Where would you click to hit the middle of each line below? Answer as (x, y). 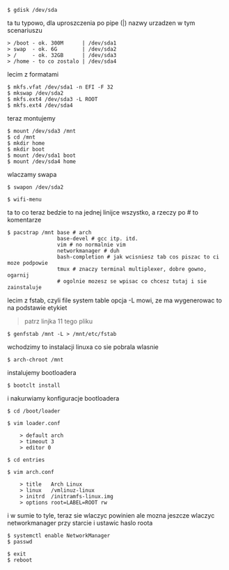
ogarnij (18, 275)
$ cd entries (26, 460)
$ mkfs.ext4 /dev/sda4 (40, 105)
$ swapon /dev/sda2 (35, 187)
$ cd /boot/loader (34, 411)
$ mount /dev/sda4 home (42, 162)
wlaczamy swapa (32, 175)
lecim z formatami (33, 74)
